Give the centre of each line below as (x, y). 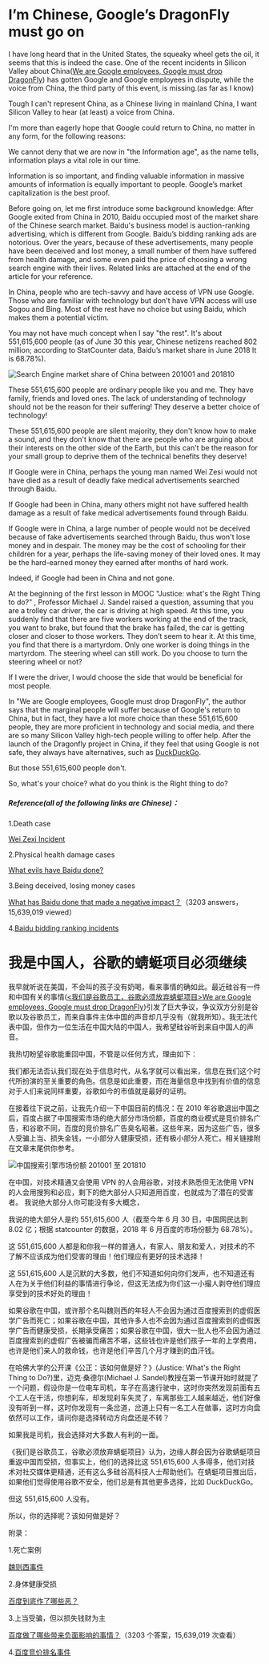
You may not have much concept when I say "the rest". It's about (115, 333)
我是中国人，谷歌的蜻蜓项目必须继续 (128, 963)
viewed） (60, 912)
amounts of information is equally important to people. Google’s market (125, 184)
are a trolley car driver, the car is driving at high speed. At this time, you (126, 610)
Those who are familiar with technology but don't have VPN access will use (133, 300)
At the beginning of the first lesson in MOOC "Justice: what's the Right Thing (134, 593)
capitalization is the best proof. (59, 192)
